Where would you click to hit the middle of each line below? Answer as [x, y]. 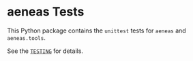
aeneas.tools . [26, 37]
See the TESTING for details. [45, 51]
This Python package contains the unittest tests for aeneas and [96, 30]
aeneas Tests [46, 12]
